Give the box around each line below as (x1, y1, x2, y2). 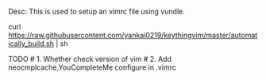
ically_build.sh (8, 39, 54, 48)
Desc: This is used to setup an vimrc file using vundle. (8, 7, 185, 16)
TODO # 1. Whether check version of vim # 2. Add (8, 55, 172, 63)
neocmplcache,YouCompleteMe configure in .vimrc (8, 63, 176, 72)
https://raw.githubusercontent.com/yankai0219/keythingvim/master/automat (8, 31, 258, 40)
